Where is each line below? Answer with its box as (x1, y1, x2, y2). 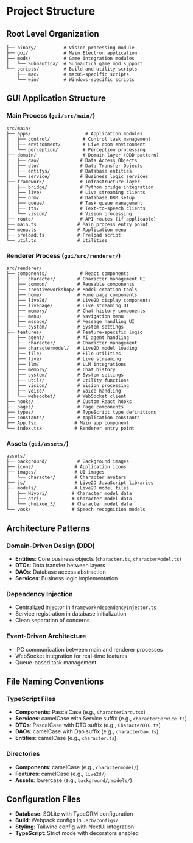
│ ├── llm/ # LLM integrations (6, 361, 127, 367)
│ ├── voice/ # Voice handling (6, 388, 121, 394)
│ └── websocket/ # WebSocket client (6, 393, 127, 399)
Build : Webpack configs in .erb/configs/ (15, 817, 119, 824)
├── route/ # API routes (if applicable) (6, 216, 156, 222)
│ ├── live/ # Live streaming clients (6, 189, 146, 196)
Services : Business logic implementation (15, 574, 118, 582)
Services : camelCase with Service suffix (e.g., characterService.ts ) (15, 715, 188, 722)
